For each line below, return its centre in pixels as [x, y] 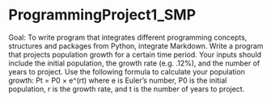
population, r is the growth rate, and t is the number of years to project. [127, 89]
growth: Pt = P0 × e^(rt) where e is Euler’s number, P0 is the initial [118, 80]
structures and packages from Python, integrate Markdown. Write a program [136, 45]
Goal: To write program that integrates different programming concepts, [128, 37]
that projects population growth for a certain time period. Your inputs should [135, 54]
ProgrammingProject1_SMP [102, 15]
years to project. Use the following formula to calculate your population [127, 71]
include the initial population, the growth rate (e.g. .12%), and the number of [134, 63]
